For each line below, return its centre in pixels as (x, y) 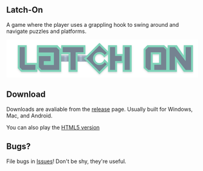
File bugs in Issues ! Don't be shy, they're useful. (66, 161)
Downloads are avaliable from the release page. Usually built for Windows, (100, 109)
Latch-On (25, 10)
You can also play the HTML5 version (53, 127)
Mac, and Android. (29, 116)
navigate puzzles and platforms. (46, 31)
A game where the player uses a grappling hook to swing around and (93, 24)
